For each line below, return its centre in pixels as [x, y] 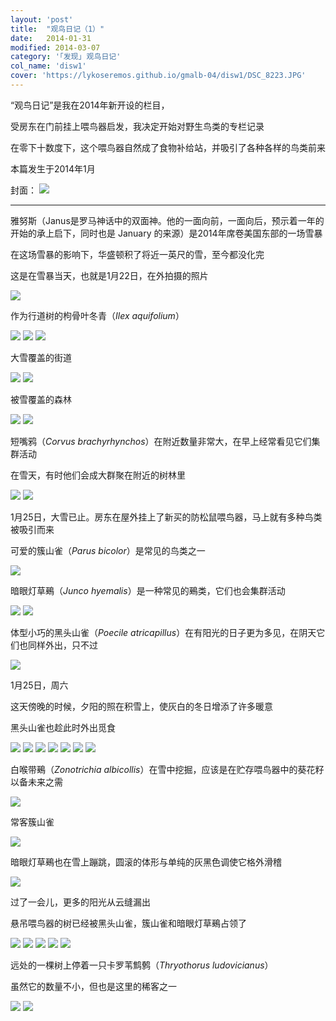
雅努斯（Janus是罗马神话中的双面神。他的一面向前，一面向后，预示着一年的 [167, 220]
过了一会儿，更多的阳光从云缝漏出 [80, 902]
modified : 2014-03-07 [55, 47]
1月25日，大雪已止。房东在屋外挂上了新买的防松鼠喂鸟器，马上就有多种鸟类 [166, 517]
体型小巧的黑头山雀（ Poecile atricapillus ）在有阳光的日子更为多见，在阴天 [163, 632]
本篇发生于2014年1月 [53, 168]
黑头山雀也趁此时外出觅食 [63, 727]
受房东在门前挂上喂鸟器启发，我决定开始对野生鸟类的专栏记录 [137, 126]
